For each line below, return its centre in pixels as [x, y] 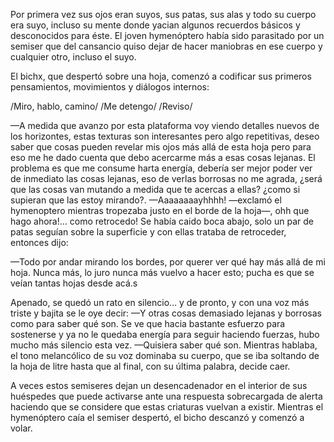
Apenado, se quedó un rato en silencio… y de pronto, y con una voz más [160, 302]
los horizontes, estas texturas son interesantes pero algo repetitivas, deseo [165, 136]
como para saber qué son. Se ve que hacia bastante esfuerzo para [148, 323]
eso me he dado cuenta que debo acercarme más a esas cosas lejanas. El [163, 157]
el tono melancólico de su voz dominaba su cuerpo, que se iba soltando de [165, 355]
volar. [21, 428]
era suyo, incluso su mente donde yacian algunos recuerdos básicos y [155, 25]
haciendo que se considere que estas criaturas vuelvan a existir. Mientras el [167, 407]
